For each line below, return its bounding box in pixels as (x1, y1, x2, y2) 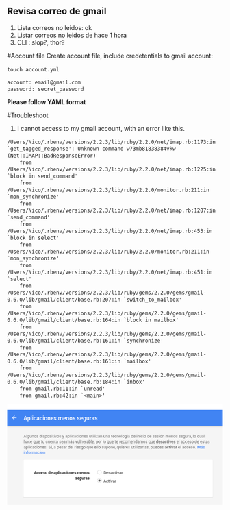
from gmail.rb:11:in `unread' (19, 385, 106, 392)
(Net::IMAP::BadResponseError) (7, 152, 97, 159)
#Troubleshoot (7, 111, 49, 119)
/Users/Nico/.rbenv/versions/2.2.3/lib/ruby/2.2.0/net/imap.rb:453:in (7, 228, 213, 234)
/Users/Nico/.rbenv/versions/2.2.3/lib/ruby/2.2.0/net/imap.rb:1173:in (7, 138, 216, 145)
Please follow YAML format (7, 97, 86, 106)
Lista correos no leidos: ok (16, 23, 92, 32)
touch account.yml (7, 66, 60, 73)
